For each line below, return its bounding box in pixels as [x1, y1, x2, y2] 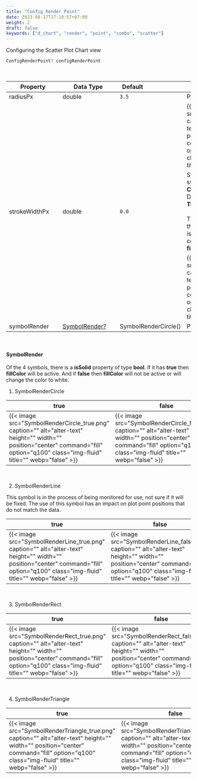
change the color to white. [6, 376, 69, 383]
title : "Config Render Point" [6, 8, 80, 15]
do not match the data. [6, 506, 61, 513]
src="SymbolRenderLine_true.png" [9, 538, 106, 546]
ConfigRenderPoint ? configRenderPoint [6, 58, 101, 64]
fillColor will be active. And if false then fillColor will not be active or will [6, 370, 182, 377]
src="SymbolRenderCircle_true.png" [9, 419, 110, 427]
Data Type [73, 83, 103, 91]
